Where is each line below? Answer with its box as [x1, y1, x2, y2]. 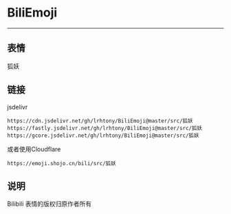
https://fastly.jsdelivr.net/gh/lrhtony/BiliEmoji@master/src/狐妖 [7, 125, 203, 131]
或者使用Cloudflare [7, 145, 61, 153]
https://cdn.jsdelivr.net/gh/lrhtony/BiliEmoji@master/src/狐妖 [7, 117, 193, 125]
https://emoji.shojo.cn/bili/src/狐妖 [7, 160, 116, 167]
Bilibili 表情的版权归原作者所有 [7, 200, 92, 208]
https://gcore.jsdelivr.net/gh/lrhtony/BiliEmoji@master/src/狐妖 [7, 132, 199, 139]
